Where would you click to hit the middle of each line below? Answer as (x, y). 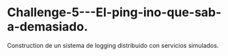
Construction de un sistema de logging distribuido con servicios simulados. (113, 45)
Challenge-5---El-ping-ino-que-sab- (114, 12)
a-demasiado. (48, 27)
